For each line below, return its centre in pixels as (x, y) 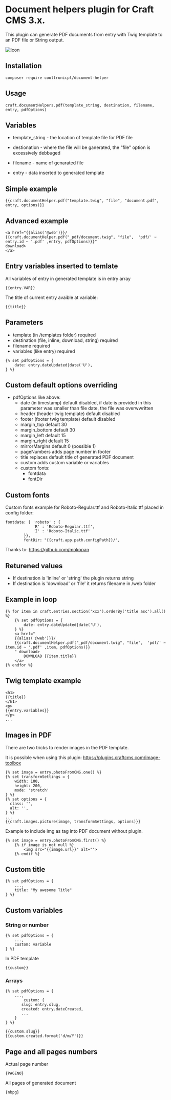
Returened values (34, 566)
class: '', (22, 804)
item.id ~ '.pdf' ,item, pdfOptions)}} (48, 647)
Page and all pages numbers (51, 1052)
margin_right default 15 (45, 441)
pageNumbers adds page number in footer (66, 452)
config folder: (20, 513)
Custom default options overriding (61, 385)
